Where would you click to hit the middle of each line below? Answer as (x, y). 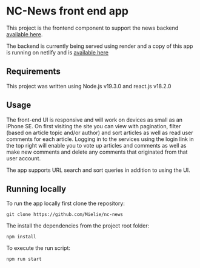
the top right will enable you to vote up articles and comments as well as (96, 145)
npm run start (24, 259)
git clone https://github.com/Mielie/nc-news (65, 215)
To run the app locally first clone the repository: (66, 203)
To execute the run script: (38, 248)
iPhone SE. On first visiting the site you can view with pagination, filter (94, 126)
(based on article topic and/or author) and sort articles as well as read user (100, 132)
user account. (24, 158)
